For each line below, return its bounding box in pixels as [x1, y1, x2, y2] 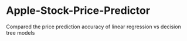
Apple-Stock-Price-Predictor [6, 4, 151, 17]
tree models [6, 29, 35, 36]
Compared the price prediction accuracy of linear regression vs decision [6, 23, 182, 30]
